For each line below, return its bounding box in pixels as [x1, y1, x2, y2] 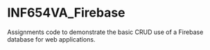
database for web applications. [7, 35, 96, 43]
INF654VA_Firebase [7, 5, 126, 21]
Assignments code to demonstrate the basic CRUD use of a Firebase [7, 28, 204, 36]
